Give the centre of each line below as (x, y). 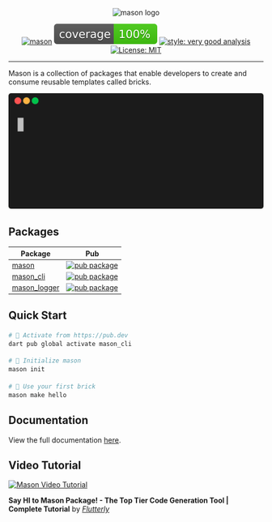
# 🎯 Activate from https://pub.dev (68, 335)
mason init (27, 370)
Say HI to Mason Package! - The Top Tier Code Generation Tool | (119, 501)
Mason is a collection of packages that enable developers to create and (127, 73)
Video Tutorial (45, 465)
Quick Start (38, 316)
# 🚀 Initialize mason (45, 361)
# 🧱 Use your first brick (52, 387)
